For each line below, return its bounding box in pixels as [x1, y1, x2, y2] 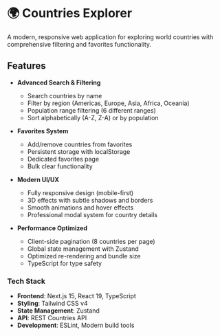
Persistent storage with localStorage [27, 147, 131, 155]
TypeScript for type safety [27, 259, 102, 267]
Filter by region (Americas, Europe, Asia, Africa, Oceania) [27, 99, 190, 107]
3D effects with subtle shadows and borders [27, 196, 153, 204]
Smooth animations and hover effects [27, 203, 134, 212]
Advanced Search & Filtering [16, 78, 101, 87]
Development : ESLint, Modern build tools [16, 321, 135, 330]
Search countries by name [27, 91, 102, 100]
